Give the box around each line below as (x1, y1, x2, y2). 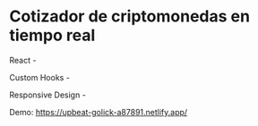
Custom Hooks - (9, 71, 70, 82)
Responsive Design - (9, 89, 87, 100)
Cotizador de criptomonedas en (9, 6, 251, 27)
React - (9, 55, 37, 65)
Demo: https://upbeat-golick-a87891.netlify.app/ (9, 106, 188, 117)
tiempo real (9, 25, 96, 46)
